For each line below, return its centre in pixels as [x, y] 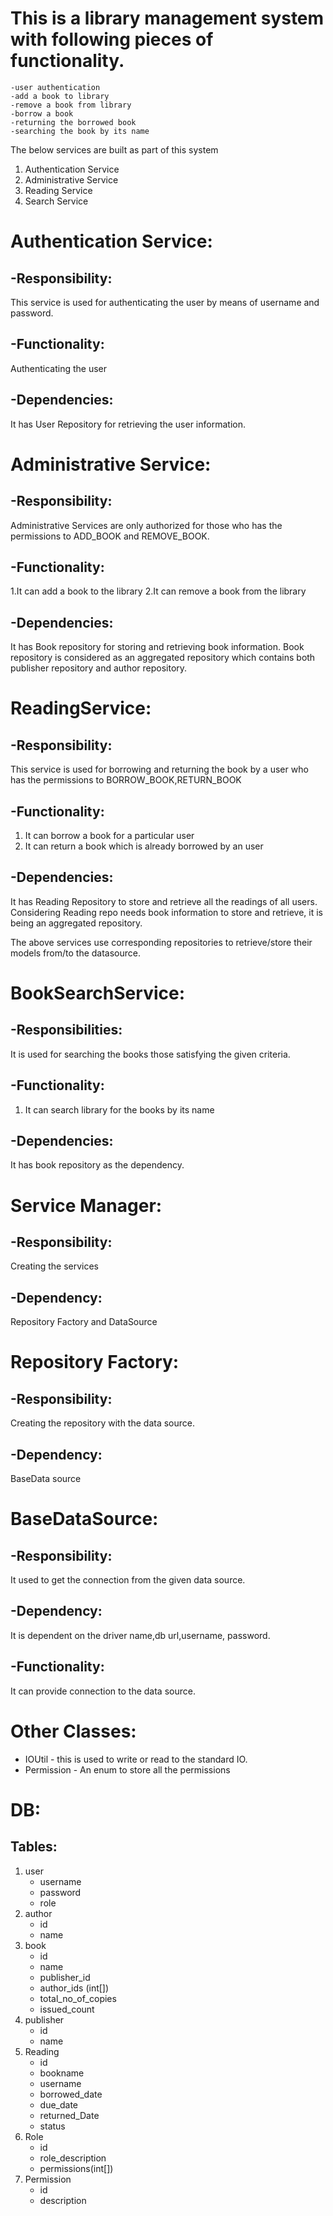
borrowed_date [71, 2094]
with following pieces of [112, 39]
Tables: [34, 1847]
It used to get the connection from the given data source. [128, 1580]
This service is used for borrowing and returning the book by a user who [159, 769]
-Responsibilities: [66, 1030]
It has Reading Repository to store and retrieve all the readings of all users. [164, 901]
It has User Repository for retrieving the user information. [128, 424]
